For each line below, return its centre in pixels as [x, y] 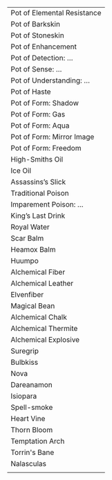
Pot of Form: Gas [38, 114]
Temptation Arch [38, 441]
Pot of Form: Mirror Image [53, 137]
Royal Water [30, 227]
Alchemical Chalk [39, 317]
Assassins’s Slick [38, 182]
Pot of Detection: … [42, 58]
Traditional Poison [40, 193]
